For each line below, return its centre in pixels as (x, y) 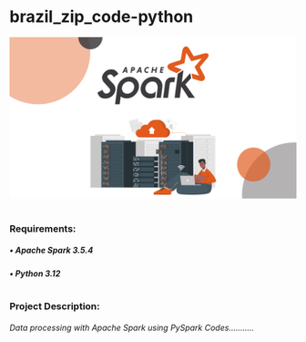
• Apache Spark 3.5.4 (51, 250)
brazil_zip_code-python (102, 17)
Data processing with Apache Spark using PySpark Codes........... (132, 328)
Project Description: (55, 306)
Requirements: (43, 228)
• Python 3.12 (35, 273)
